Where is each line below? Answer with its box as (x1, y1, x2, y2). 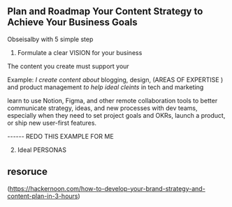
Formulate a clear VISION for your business (17, 48, 143, 56)
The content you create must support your (7, 62, 129, 70)
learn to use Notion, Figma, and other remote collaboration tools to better (7, 96, 218, 105)
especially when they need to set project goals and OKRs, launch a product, (7, 111, 226, 119)
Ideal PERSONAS (17, 146, 66, 154)
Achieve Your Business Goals (7, 17, 138, 29)
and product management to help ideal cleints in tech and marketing (7, 83, 204, 91)
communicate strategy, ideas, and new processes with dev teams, (7, 104, 198, 112)
